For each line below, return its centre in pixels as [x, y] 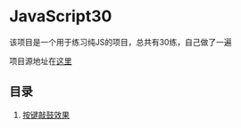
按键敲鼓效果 [46, 115]
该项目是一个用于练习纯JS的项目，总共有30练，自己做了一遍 [120, 42]
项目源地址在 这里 [41, 60]
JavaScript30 [61, 16]
